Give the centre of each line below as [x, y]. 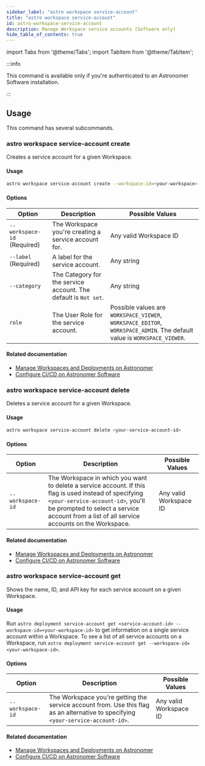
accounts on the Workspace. [89, 524]
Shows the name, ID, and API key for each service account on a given [94, 589]
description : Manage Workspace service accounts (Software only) [91, 29]
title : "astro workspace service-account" [61, 18]
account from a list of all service [94, 516]
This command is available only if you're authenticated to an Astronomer [98, 76]
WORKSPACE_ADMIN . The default [152, 330]
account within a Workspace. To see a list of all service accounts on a [94, 636]
